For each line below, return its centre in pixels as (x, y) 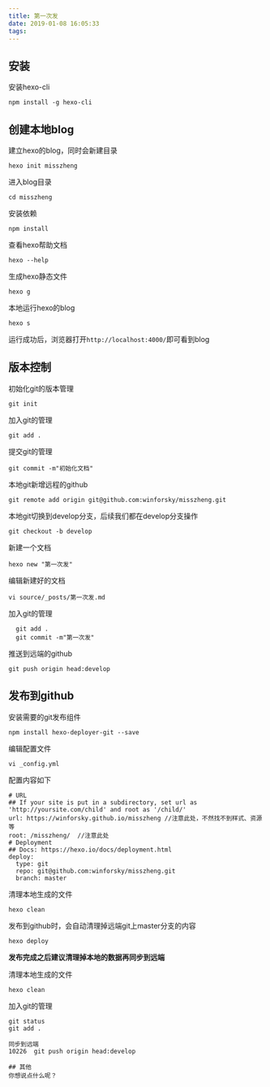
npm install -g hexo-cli (50, 102)
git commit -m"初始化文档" (51, 468)
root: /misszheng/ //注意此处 (59, 835)
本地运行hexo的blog (42, 308)
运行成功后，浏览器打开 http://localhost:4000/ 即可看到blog (109, 339)
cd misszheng (30, 197)
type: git (32, 864)
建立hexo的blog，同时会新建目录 (63, 150)
